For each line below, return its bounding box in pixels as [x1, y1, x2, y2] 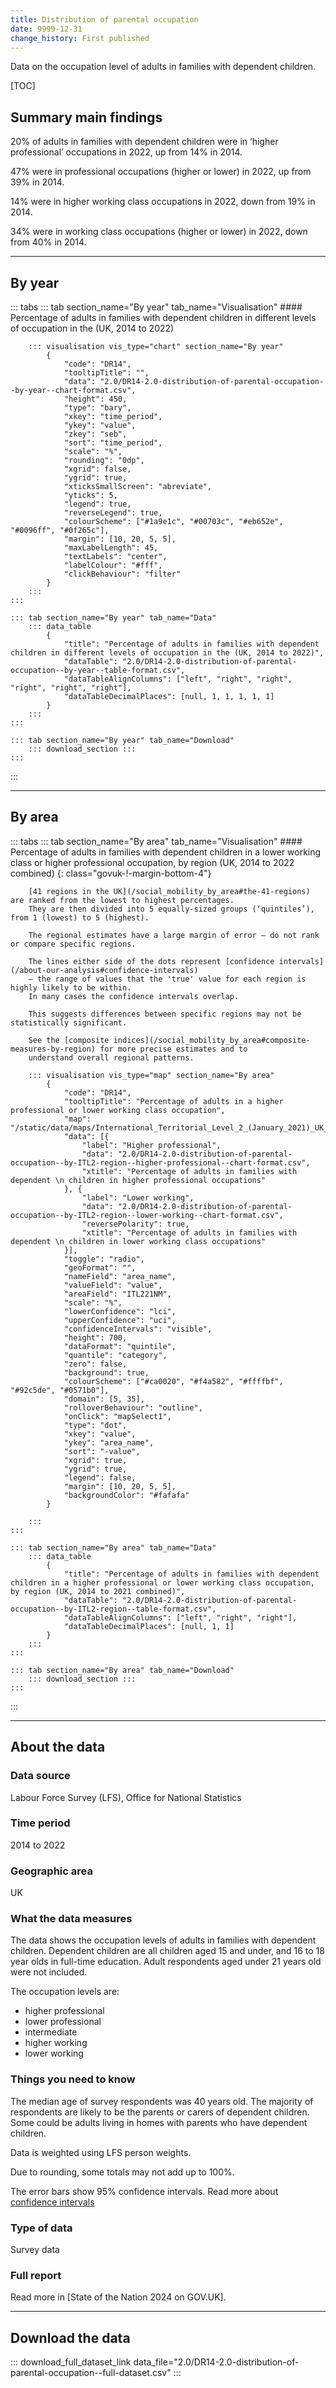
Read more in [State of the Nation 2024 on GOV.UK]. [10, 2291, 227, 2303]
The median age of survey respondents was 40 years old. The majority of [10, 2095, 314, 2107]
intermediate [24, 2026, 78, 2038]
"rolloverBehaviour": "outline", [63, 1402, 203, 1413]
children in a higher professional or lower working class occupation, [10, 1577, 315, 1588]
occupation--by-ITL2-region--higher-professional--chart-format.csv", [10, 1157, 311, 1168]
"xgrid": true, [63, 1455, 128, 1465]
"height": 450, [63, 394, 128, 404]
